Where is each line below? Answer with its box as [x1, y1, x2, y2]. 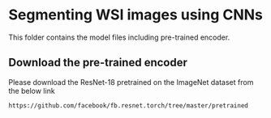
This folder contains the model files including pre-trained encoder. [8, 32, 230, 42]
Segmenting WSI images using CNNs [8, 6, 264, 24]
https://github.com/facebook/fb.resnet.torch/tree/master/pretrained [8, 101, 249, 110]
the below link [8, 86, 55, 95]
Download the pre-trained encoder [8, 56, 188, 70]
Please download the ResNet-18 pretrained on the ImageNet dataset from [8, 77, 254, 86]
